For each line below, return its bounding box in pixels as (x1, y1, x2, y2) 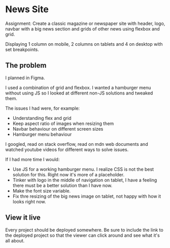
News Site (5, 4, 49, 15)
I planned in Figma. (5, 75, 45, 81)
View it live (5, 213, 41, 222)
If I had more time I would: (5, 156, 60, 162)
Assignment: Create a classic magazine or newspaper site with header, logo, (5, 20, 165, 26)
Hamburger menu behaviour (12, 131, 72, 137)
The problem (5, 61, 47, 70)
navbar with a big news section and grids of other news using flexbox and (5, 25, 160, 32)
